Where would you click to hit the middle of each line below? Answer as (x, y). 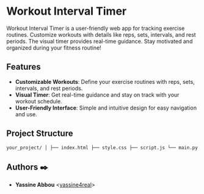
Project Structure (40, 134)
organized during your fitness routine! (54, 48)
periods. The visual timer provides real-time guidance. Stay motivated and (100, 41)
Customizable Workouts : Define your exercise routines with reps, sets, (105, 81)
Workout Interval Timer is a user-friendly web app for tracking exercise (96, 28)
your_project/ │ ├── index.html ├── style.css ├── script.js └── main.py (102, 147)
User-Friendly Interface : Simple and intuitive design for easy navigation (106, 108)
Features (24, 67)
